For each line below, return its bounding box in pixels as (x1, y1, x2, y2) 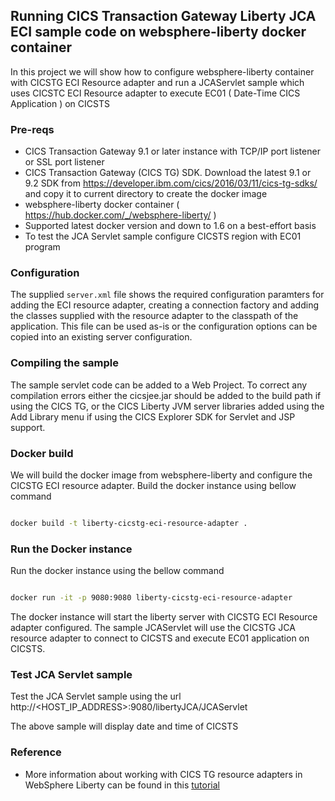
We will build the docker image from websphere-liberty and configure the (10, 469, 313, 481)
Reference (10, 745, 62, 759)
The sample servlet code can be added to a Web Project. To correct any (10, 379, 308, 391)
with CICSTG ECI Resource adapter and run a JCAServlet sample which (10, 76, 305, 88)
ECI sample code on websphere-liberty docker (10, 24, 307, 41)
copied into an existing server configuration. (10, 331, 193, 343)
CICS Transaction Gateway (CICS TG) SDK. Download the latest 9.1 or (24, 167, 312, 179)
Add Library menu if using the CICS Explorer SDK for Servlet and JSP (10, 410, 296, 423)
